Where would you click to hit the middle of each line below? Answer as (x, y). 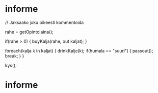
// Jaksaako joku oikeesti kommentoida (45, 22)
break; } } (15, 56)
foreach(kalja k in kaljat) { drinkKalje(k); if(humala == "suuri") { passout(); (79, 51)
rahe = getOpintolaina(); (29, 32)
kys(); (11, 65)
